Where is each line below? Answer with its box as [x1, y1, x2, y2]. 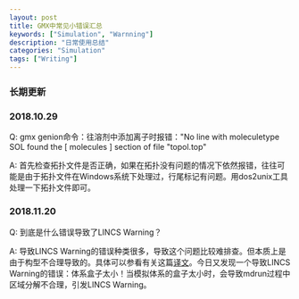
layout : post [9, 12, 58, 22]
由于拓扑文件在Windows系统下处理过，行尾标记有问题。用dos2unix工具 [24, 171, 288, 182]
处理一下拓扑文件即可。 [9, 182, 96, 193]
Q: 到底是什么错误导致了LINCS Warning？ [9, 227, 162, 237]
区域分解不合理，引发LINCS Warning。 [9, 278, 152, 290]
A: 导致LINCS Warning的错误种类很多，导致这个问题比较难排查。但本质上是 [9, 245, 287, 256]
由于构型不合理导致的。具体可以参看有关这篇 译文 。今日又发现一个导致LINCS [9, 256, 291, 268]
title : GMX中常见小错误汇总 [9, 21, 103, 30]
